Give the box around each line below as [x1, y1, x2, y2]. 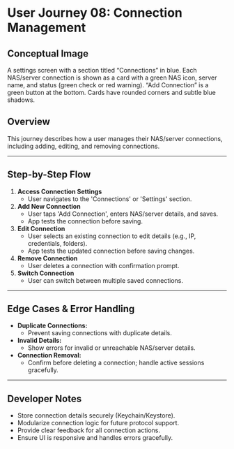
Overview [7, 116, 51, 128]
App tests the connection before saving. [27, 216, 143, 225]
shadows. [7, 96, 36, 104]
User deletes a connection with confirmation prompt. [27, 261, 180, 270]
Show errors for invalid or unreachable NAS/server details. [27, 344, 196, 352]
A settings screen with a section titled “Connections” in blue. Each [7, 66, 197, 74]
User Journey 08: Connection [7, 5, 182, 21]
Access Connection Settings [17, 187, 102, 196]
